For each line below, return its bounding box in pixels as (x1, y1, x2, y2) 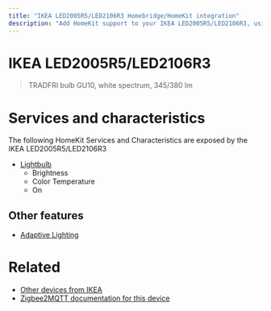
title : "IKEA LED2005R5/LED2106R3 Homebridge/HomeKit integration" (8, 11, 240, 20)
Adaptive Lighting (19, 230, 79, 240)
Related (8, 259, 60, 276)
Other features (8, 209, 84, 222)
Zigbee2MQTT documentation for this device (19, 293, 170, 303)
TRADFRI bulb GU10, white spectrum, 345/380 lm (27, 81, 194, 90)
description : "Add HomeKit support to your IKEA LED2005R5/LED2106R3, (8, 19, 251, 27)
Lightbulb (19, 160, 52, 169)
